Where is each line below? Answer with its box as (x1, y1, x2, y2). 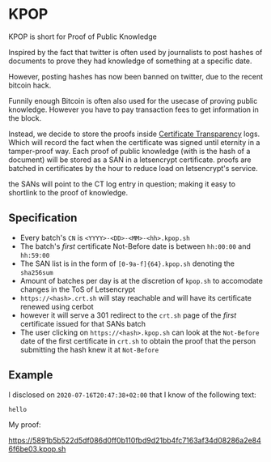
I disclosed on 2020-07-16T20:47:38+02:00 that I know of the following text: (8, 390, 256, 400)
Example (8, 368, 53, 382)
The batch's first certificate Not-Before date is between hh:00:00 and (19, 241, 251, 251)
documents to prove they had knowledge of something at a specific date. (8, 56, 252, 66)
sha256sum (19, 268, 54, 276)
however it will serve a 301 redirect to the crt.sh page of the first (19, 310, 237, 320)
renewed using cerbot (19, 302, 95, 311)
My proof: (8, 419, 42, 430)
